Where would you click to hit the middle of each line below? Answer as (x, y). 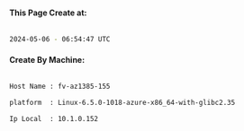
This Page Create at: (48, 13)
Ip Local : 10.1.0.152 (54, 119)
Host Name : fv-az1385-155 (60, 87)
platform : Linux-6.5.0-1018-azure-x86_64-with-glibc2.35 (122, 103)
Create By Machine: (47, 59)
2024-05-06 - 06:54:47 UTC (60, 39)
